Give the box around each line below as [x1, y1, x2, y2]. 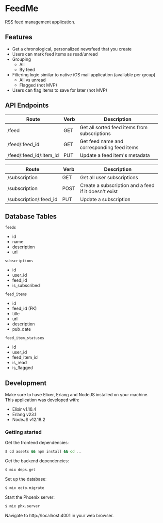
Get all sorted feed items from [80, 124, 148, 131]
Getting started [5, 429, 42, 436]
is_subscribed [12, 283, 40, 288]
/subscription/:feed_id [7, 196, 58, 202]
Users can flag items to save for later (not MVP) [12, 87, 108, 93]
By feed [19, 67, 35, 72]
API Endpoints [5, 101, 49, 110]
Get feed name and [80, 138, 124, 145]
